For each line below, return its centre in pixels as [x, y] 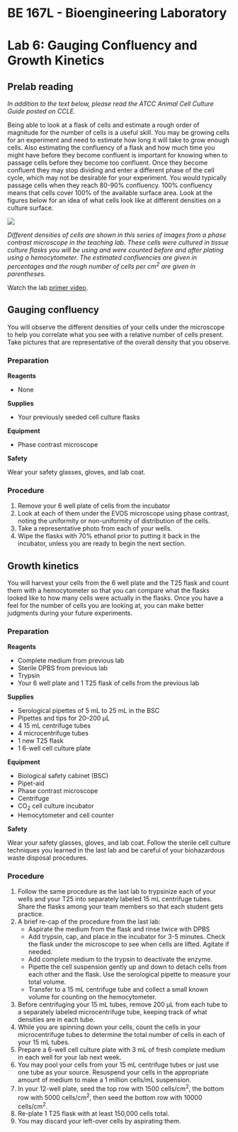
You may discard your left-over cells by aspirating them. [99, 1121]
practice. [30, 914]
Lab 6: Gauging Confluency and [102, 46]
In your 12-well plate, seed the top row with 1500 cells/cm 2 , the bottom [121, 1088]
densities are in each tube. [56, 1020]
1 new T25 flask [40, 741]
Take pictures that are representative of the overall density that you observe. [119, 342]
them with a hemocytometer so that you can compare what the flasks [109, 591]
